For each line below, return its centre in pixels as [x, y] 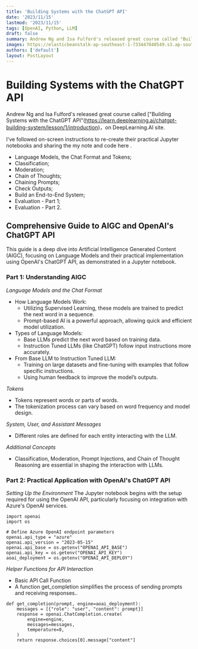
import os [18, 522]
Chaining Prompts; [37, 182]
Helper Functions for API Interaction [49, 568]
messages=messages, [51, 624]
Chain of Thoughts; [38, 176]
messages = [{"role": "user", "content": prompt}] [80, 609]
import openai [24, 516]
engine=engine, [46, 619]
